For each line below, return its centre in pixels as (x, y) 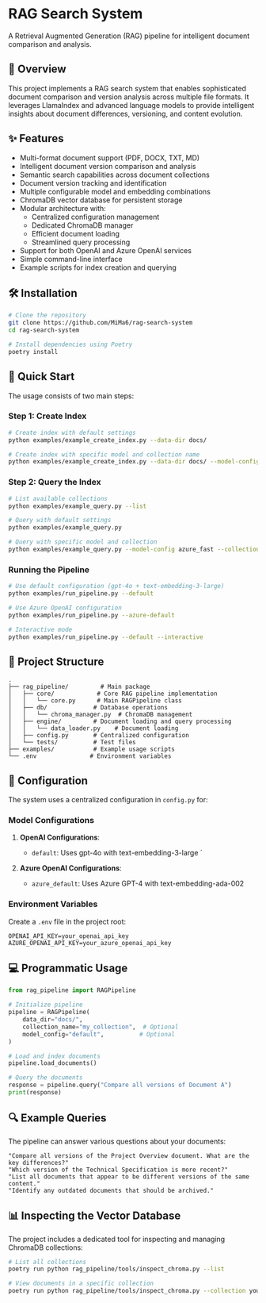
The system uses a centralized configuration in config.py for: (108, 800)
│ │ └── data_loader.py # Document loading (93, 728)
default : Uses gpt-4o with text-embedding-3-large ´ (117, 853)
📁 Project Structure (56, 661)
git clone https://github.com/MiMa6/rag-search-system (101, 323)
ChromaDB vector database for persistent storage (101, 200)
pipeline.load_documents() (53, 1063)
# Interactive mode (40, 629)
